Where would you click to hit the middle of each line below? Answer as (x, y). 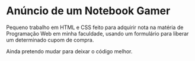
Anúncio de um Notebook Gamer (88, 11)
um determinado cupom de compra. (50, 40)
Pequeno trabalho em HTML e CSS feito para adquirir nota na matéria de (95, 27)
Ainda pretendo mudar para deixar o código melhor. (69, 51)
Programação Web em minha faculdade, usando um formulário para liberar (97, 33)
